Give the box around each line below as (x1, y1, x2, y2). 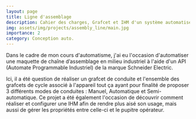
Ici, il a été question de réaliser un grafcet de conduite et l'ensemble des (6, 75, 180, 82)
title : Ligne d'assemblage (6, 14, 72, 20)
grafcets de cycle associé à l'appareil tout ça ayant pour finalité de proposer (6, 82, 190, 88)
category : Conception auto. (6, 36, 75, 41)
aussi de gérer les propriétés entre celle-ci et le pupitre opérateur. (6, 106, 164, 113)
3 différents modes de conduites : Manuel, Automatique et (6, 88, 146, 94)
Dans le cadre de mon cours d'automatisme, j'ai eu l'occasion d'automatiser (6, 52, 189, 58)
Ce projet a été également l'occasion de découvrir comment (38, 94, 184, 101)
